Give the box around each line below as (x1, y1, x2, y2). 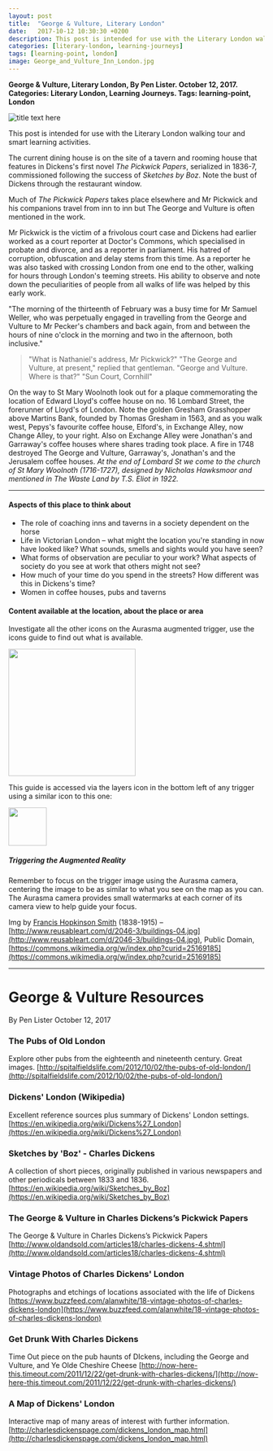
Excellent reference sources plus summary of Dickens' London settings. (8, 1110, 249, 1120)
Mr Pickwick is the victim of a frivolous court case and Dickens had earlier (8, 227, 258, 237)
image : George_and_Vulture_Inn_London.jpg (8, 58, 154, 66)
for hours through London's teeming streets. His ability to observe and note (8, 270, 261, 281)
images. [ (8, 1063, 40, 1073)
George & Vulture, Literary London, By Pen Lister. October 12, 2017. (8, 79, 238, 90)
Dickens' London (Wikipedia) (8, 1091, 126, 1103)
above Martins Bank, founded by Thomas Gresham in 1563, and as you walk (8, 413, 262, 423)
